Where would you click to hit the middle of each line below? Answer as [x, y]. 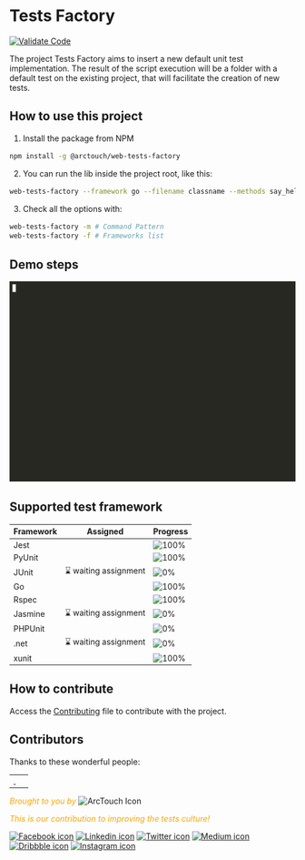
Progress [171, 531]
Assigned [105, 531]
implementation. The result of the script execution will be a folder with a [143, 68]
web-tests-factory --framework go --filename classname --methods [138, 191]
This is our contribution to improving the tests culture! [110, 818]
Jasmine [29, 614]
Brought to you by [43, 801]
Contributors [47, 739]
